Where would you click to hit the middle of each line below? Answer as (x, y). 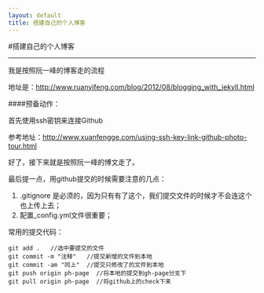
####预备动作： (34, 104)
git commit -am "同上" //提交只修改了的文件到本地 (86, 265)
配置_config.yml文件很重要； (66, 215)
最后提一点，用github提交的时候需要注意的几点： (87, 178)
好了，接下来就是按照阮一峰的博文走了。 (73, 162)
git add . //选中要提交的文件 (56, 248)
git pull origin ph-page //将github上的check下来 (90, 281)
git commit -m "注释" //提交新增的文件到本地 (81, 256)
